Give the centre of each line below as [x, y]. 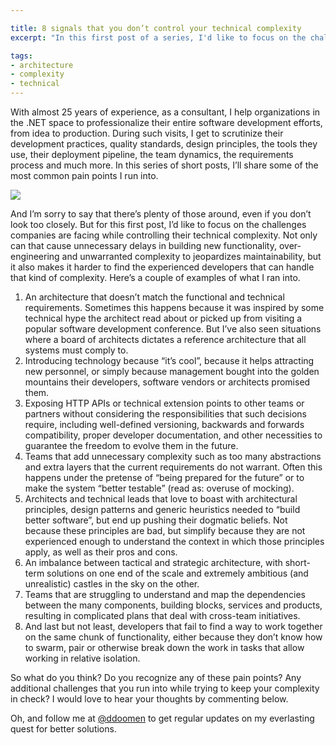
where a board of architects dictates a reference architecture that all [165, 339]
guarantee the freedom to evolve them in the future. [131, 445]
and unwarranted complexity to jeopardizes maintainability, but [191, 256]
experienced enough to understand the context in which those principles [174, 541]
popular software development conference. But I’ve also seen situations [173, 329]
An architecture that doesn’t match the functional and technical [154, 297]
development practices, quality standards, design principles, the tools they [164, 144]
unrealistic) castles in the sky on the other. [112, 584]
